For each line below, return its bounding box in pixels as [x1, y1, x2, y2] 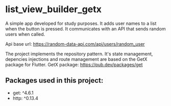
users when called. [5, 31, 45, 37]
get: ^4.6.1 [12, 90, 34, 96]
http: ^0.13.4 [12, 95, 38, 101]
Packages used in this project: [5, 76, 104, 85]
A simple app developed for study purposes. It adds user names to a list [5, 20, 157, 26]
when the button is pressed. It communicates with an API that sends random [5, 25, 166, 31]
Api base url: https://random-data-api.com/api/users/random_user [5, 41, 145, 47]
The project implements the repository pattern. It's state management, [5, 51, 153, 57]
